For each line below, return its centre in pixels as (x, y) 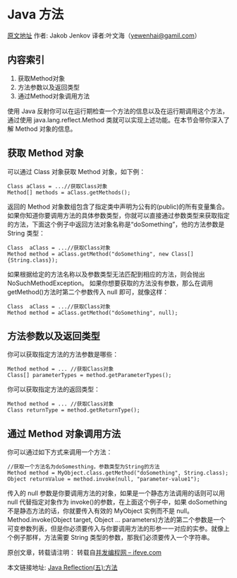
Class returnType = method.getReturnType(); (74, 410)
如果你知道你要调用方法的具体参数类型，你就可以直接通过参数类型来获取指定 (119, 215)
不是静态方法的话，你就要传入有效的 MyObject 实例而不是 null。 (101, 511)
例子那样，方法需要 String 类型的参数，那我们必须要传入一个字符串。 (113, 538)
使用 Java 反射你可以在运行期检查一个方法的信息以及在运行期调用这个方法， (118, 111)
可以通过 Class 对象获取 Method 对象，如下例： (77, 171)
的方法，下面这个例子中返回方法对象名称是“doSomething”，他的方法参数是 (116, 224)
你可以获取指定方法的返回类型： (54, 389)
